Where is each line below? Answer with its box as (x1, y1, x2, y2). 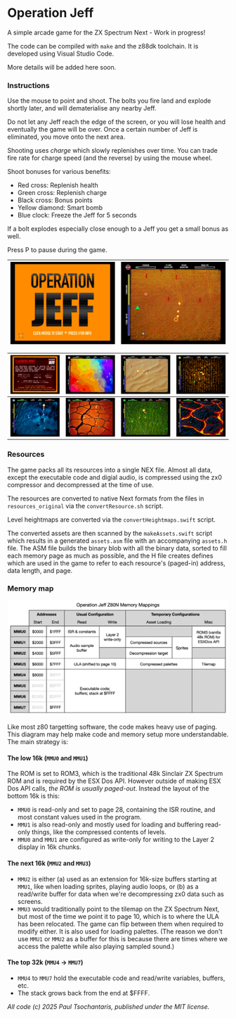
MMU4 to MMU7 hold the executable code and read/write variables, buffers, (17, 974, 225, 982)
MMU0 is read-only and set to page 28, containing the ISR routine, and (17, 805, 216, 814)
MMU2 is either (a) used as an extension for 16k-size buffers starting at (17, 874, 217, 883)
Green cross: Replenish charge (17, 189, 107, 197)
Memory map (7, 584, 54, 593)
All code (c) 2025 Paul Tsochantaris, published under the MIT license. (7, 1002, 210, 1011)
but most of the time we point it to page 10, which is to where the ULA (17, 912, 219, 920)
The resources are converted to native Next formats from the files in (7, 494, 204, 503)
